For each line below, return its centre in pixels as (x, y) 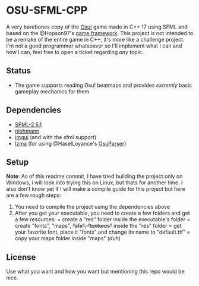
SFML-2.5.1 (28, 124)
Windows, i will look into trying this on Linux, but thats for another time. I (94, 183)
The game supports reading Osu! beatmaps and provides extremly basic (103, 85)
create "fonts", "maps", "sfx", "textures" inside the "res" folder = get (98, 226)
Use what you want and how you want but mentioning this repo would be (96, 272)
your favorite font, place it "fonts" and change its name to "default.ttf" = (102, 232)
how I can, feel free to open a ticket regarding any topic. (75, 52)
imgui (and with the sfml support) (56, 137)
